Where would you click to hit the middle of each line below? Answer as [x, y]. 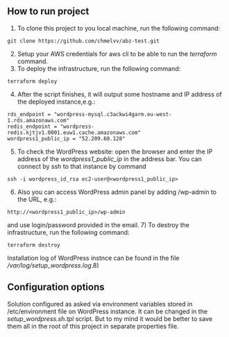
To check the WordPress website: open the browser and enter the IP [115, 151]
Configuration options [56, 287]
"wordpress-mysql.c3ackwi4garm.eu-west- [113, 114]
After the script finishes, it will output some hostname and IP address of [119, 94]
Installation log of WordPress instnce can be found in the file [93, 258]
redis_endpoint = [32, 126]
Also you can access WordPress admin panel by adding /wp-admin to [117, 192]
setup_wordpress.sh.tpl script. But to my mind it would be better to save [110, 318]
